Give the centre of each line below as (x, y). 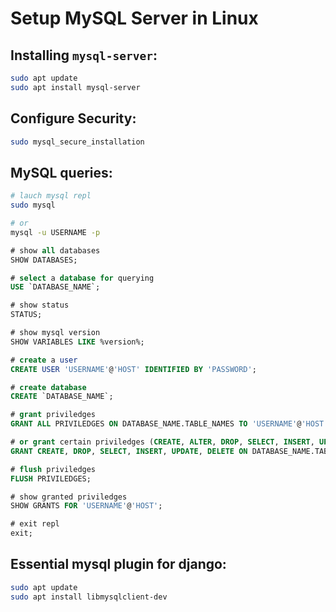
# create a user (44, 360)
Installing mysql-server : (84, 55)
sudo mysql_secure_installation (77, 142)
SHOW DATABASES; (44, 260)
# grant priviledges (53, 415)
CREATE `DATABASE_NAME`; (62, 397)
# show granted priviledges (69, 497)
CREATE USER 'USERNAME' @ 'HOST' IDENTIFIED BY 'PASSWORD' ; (133, 369)
